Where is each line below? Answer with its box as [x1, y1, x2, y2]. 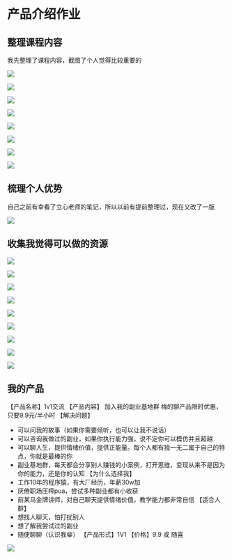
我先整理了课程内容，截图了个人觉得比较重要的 [7, 56, 141, 64]
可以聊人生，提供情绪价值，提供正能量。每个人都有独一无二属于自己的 [17, 443, 219, 452]
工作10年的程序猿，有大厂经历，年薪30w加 [17, 478, 141, 487]
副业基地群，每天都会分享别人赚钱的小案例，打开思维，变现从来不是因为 [17, 461, 225, 469]
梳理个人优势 [7, 182, 63, 195]
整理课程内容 [7, 36, 63, 48]
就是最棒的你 [36, 452, 73, 460]
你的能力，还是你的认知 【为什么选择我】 [17, 469, 136, 478]
